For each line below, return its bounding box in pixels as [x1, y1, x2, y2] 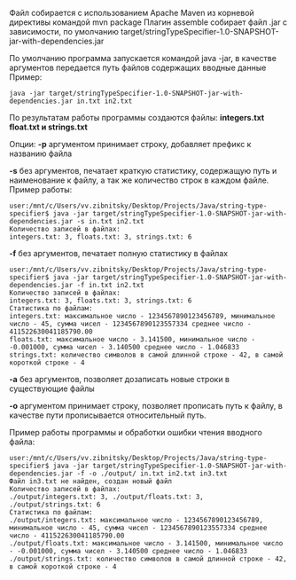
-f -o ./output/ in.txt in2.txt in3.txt [76, 469, 228, 478]
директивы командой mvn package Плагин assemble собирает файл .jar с [9, 17, 288, 27]
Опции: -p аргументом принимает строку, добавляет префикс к [9, 139, 252, 149]
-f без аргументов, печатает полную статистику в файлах [9, 248, 229, 258]
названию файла [9, 148, 73, 159]
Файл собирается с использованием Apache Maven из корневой [9, 8, 254, 18]
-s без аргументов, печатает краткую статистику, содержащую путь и [9, 166, 277, 176]
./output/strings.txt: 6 [9, 500, 101, 509]
